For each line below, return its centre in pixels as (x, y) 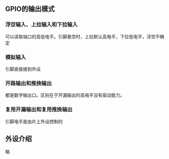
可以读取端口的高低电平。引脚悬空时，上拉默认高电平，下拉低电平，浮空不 (82, 36)
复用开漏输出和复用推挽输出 (39, 110)
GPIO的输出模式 (30, 9)
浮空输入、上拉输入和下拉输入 (42, 25)
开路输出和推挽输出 (29, 83)
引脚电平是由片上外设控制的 (34, 121)
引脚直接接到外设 (23, 69)
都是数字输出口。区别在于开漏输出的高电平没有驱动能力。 (65, 95)
